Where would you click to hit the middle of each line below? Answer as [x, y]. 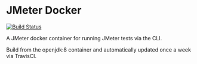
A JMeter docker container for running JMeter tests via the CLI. [84, 38]
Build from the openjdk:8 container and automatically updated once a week [98, 49]
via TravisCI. [21, 56]
